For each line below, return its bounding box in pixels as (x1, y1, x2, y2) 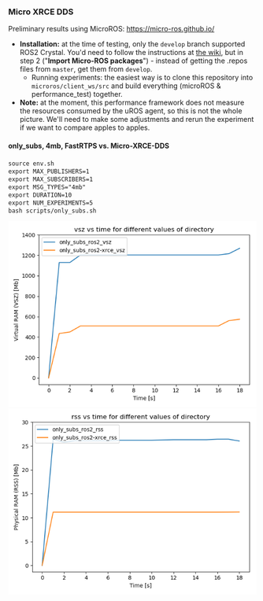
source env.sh (8, 160, 55, 168)
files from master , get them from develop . (19, 65, 153, 74)
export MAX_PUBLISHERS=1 (8, 168, 90, 175)
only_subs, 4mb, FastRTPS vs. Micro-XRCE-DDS (8, 141, 169, 150)
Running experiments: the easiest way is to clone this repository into (31, 73, 254, 83)
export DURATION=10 (8, 191, 72, 199)
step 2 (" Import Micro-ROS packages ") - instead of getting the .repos (19, 56, 248, 65)
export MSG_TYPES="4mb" (8, 183, 87, 191)
